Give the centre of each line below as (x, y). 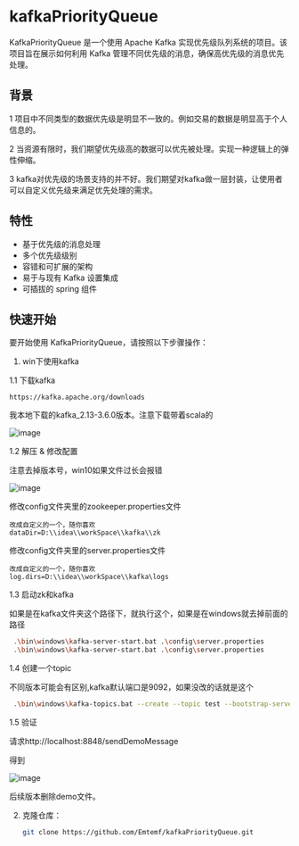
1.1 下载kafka (32, 380)
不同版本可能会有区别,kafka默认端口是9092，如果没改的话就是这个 (132, 687)
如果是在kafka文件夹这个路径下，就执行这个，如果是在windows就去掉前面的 (149, 614)
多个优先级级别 (49, 255)
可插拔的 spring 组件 (60, 288)
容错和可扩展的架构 (57, 266)
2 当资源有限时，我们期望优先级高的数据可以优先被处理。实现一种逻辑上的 (145, 148)
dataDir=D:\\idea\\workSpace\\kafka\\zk (85, 533)
